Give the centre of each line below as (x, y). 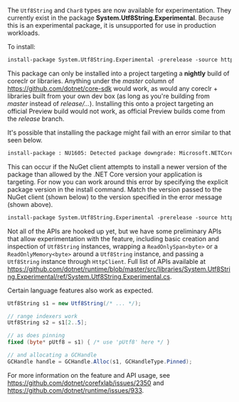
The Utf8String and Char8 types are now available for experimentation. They (119, 10)
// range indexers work (43, 316)
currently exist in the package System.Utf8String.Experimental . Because (116, 18)
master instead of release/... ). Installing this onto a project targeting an (110, 103)
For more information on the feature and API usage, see (89, 375)
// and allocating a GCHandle (52, 355)
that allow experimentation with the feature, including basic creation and (113, 238)
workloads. (24, 33)
